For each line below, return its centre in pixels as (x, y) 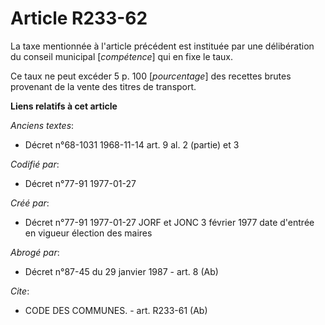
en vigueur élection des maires (88, 233)
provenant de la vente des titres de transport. (103, 86)
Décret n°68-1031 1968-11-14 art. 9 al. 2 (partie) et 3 (132, 144)
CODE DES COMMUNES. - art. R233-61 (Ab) (116, 310)
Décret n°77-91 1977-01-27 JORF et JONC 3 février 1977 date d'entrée (169, 222)
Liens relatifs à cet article (64, 106)
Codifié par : (35, 164)
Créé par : (30, 203)
